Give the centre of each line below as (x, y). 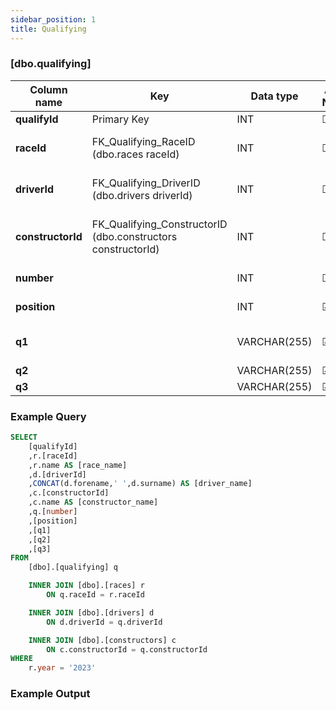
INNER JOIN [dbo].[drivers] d (91, 612)
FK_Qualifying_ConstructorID (159, 224)
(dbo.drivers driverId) (142, 195)
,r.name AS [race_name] (78, 465)
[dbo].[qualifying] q (73, 567)
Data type (274, 96)
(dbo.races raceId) (135, 154)
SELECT (24, 437)
